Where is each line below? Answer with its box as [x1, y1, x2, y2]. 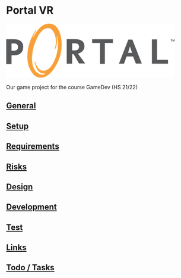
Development [6, 202, 58, 212]
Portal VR [6, 4, 54, 17]
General [6, 101, 37, 111]
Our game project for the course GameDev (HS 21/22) [6, 83, 138, 90]
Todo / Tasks [6, 263, 55, 273]
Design [6, 182, 33, 192]
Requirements [6, 141, 59, 152]
